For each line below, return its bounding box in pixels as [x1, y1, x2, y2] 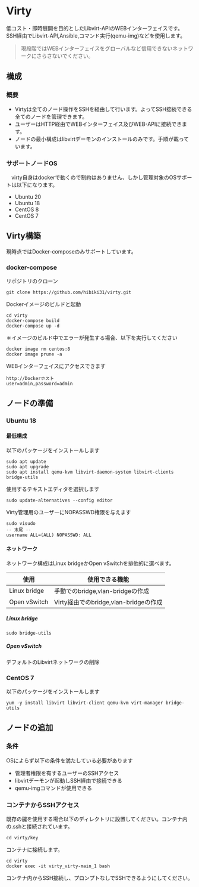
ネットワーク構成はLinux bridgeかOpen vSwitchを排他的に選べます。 [6, 560, 175, 567]
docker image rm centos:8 [6, 346, 70, 353]
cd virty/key [6, 835, 39, 840]
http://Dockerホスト [6, 376, 55, 382]
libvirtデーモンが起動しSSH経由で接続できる [14, 777, 123, 784]
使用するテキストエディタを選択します [6, 485, 100, 493]
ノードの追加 [6, 723, 53, 733]
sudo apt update [6, 458, 46, 465]
